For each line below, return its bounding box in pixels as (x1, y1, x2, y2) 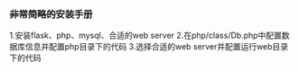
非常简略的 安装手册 (9, 7, 93, 20)
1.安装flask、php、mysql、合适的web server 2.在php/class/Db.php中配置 (9, 30, 283, 41)
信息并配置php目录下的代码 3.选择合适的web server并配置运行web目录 (24, 41, 289, 52)
